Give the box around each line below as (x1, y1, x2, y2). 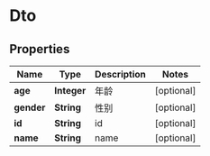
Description (94, 69, 147, 80)
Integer (53, 85, 87, 96)
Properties (9, 41, 70, 57)
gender (14, 101, 46, 114)
